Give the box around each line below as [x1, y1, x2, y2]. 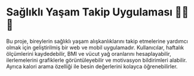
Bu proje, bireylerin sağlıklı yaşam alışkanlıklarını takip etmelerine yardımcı [6, 37, 188, 45]
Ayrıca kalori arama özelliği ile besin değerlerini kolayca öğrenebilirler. [6, 62, 178, 70]
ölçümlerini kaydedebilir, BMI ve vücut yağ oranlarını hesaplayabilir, [6, 50, 171, 57]
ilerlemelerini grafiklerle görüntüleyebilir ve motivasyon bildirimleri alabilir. [6, 56, 187, 64]
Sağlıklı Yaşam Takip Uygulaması [6, 5, 173, 19]
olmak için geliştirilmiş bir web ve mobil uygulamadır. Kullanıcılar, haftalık [6, 44, 184, 51]
